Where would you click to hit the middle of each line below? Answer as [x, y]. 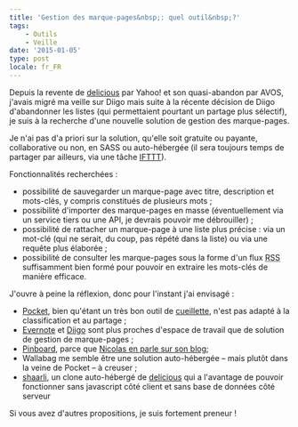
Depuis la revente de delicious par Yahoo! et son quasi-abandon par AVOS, [147, 92]
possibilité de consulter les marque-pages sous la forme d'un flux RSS [151, 257]
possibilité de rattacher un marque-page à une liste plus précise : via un [154, 229]
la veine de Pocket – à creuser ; [80, 367]
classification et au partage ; [74, 320]
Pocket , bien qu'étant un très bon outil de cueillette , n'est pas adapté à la [156, 310]
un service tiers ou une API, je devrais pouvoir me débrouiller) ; [137, 220]
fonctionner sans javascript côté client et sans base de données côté [149, 386]
